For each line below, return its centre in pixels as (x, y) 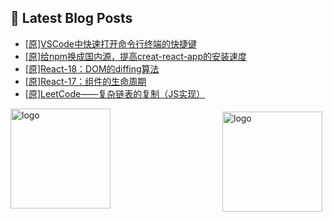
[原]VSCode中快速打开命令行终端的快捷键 (111, 43)
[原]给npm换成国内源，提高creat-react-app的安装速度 (136, 56)
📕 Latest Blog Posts (71, 18)
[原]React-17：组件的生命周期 (85, 81)
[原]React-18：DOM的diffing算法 (92, 68)
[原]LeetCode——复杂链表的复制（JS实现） (115, 93)
